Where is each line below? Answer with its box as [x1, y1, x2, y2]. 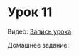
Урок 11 [7, 4, 53, 20]
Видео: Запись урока [7, 27, 72, 36]
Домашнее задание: [7, 41, 70, 49]
